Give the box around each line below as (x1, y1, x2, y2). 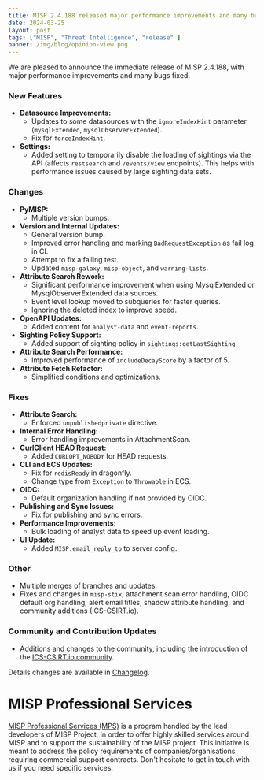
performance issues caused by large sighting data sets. (31, 167, 212, 176)
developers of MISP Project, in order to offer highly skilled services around (8, 730, 250, 739)
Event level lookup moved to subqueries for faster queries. (31, 296, 222, 306)
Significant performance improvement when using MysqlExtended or (31, 280, 255, 289)
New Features (8, 91, 63, 102)
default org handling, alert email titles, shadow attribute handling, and (19, 598, 245, 607)
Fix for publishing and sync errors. (31, 510, 143, 520)
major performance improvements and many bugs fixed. (8, 71, 191, 80)
